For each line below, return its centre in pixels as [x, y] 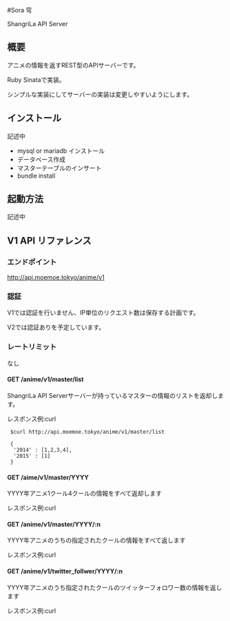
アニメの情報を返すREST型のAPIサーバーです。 [73, 65]
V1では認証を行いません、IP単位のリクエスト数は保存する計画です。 [103, 313]
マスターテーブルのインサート [59, 168]
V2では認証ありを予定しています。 [56, 327]
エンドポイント [32, 262]
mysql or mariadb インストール [61, 151]
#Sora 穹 [20, 10]
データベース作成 [41, 159]
